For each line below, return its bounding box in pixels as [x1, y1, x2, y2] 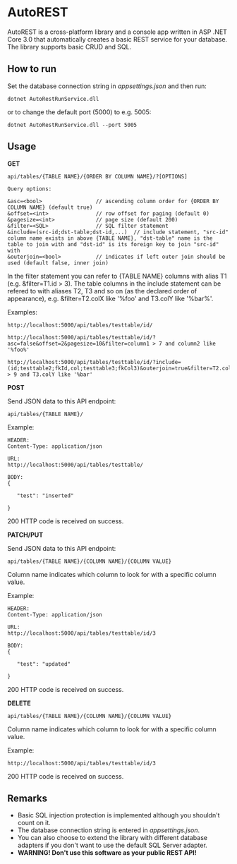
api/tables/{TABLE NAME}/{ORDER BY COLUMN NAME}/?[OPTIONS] [7, 173, 188, 180]
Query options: [7, 185, 52, 193]
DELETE [7, 699, 31, 707]
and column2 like [164, 340, 217, 347]
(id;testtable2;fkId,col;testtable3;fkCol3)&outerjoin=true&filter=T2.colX [7, 365, 235, 372]
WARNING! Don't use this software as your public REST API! [17, 848, 197, 857]
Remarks [7, 792, 48, 804]
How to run [7, 63, 57, 75]
